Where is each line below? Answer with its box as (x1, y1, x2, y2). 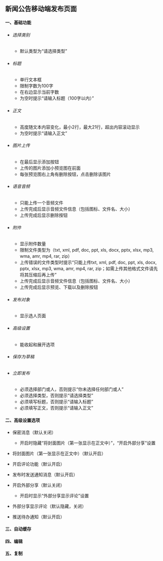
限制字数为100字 (19, 83, 54, 89)
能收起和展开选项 (19, 342, 55, 348)
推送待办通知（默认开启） (12, 513, 65, 520)
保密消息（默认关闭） (12, 429, 56, 435)
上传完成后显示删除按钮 (19, 212, 68, 218)
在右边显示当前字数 (19, 89, 59, 95)
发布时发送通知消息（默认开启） (12, 471, 78, 478)
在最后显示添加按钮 (19, 158, 59, 165)
